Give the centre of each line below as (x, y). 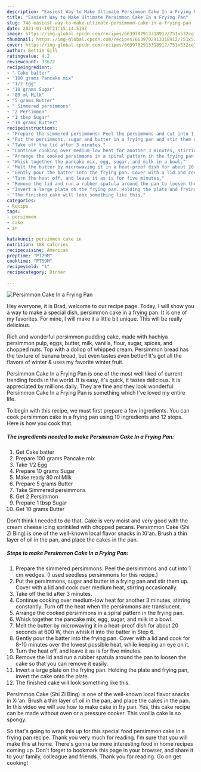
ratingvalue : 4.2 (28, 56)
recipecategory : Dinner (36, 272)
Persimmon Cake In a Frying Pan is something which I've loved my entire (96, 392)
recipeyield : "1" (28, 267)
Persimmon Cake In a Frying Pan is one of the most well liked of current (95, 373)
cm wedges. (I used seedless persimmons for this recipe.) (87, 574)
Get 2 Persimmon (37, 496)
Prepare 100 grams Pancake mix (55, 458)
